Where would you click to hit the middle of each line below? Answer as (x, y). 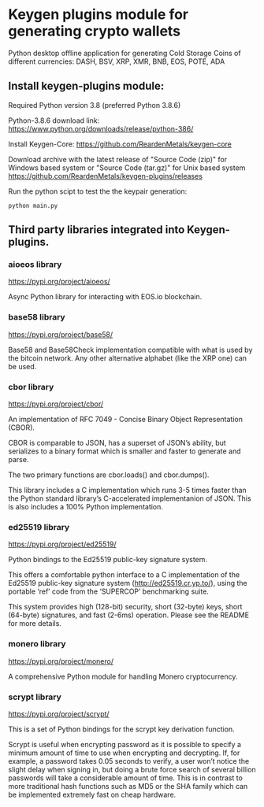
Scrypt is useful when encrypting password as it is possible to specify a (125, 744)
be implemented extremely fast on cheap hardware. (92, 794)
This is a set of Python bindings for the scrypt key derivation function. (121, 729)
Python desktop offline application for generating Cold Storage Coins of (125, 53)
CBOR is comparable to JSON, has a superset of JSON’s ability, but (117, 443)
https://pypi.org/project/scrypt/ (59, 713)
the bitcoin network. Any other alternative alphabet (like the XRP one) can (127, 358)
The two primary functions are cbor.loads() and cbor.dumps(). (109, 475)
